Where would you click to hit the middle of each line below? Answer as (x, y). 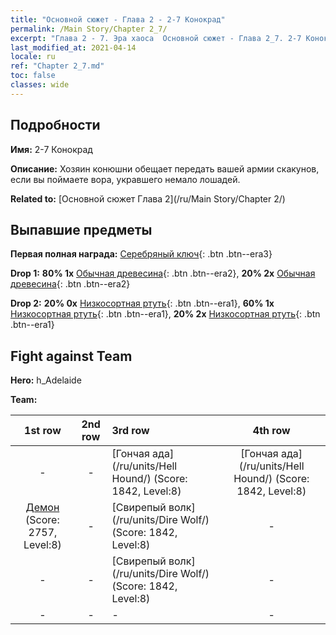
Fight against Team (71, 356)
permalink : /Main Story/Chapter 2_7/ (89, 29)
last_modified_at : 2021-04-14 (73, 47)
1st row (43, 431)
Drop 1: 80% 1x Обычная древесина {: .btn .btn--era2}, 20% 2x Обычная (163, 273)
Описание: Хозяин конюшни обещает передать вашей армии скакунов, (165, 168)
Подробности (55, 125)
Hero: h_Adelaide (46, 380)
